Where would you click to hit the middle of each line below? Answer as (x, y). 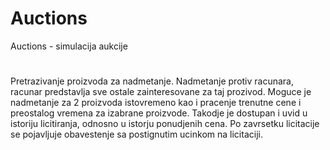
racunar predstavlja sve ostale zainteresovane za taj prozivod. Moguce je (161, 92)
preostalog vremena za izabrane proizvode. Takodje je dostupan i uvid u (159, 113)
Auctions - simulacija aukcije (69, 46)
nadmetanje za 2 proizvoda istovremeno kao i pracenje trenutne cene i (156, 103)
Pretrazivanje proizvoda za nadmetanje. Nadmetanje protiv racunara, (152, 81)
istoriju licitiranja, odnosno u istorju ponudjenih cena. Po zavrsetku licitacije (165, 124)
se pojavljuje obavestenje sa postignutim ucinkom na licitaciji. (136, 134)
